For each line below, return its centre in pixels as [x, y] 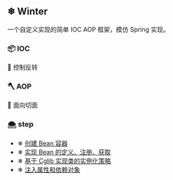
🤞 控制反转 [23, 67]
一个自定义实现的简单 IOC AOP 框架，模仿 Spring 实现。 [89, 29]
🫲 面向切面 [23, 105]
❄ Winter [27, 12]
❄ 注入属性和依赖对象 [49, 169]
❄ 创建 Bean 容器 [43, 143]
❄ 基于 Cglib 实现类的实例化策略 [64, 160]
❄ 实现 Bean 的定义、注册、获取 [64, 152]
